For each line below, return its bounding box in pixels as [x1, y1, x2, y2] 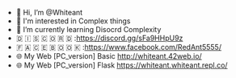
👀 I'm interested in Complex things [15, 16, 131, 26]
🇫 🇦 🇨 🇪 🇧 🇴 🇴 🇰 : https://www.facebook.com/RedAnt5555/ [15, 43, 222, 51]
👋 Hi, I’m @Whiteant [15, 8, 83, 17]
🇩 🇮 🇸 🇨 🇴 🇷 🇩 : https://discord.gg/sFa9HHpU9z [15, 33, 183, 43]
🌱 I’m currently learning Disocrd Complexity [15, 25, 162, 34]
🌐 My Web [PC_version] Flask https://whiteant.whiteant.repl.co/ [15, 60, 228, 70]
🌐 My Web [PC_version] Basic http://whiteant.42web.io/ [15, 51, 202, 60]
